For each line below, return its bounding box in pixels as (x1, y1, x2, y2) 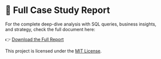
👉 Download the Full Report (5, 36, 64, 42)
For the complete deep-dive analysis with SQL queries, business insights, (5, 21, 156, 27)
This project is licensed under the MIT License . (5, 47, 102, 54)
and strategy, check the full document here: (5, 26, 95, 32)
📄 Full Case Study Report (5, 4, 110, 16)
